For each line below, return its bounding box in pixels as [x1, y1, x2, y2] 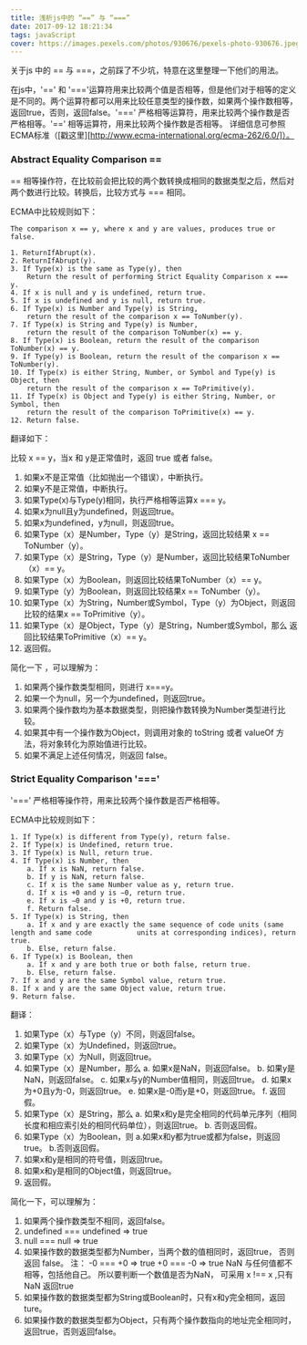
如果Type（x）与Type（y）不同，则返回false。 [23, 1028, 200, 1040]
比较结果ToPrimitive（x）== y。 [31, 631, 152, 642]
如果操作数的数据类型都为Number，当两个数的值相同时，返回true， [23, 1246, 277, 1257]
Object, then [10, 376, 60, 385]
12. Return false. [10, 416, 80, 425]
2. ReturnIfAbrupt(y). [10, 256, 97, 265]
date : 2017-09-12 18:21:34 [10, 22, 113, 31]
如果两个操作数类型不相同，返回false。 [23, 1215, 170, 1226]
